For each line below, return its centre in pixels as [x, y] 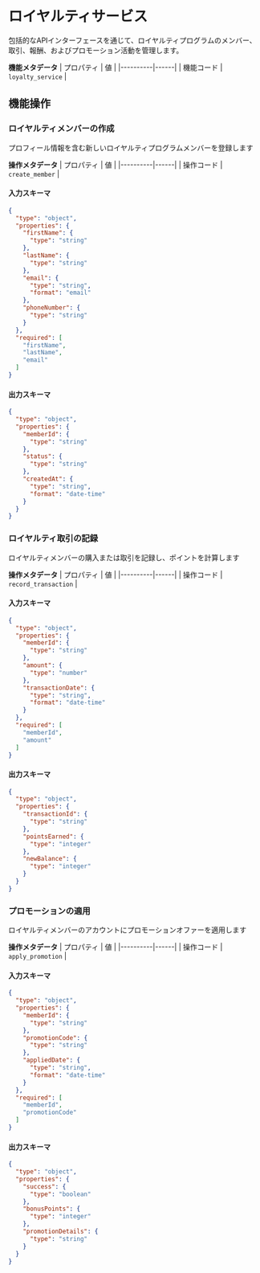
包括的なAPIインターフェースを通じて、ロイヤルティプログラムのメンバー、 [132, 40]
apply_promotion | [37, 956]
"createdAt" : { [48, 479]
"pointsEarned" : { [53, 837]
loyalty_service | [37, 76]
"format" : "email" [60, 293]
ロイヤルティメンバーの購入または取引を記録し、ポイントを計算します [124, 557]
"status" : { [43, 456]
